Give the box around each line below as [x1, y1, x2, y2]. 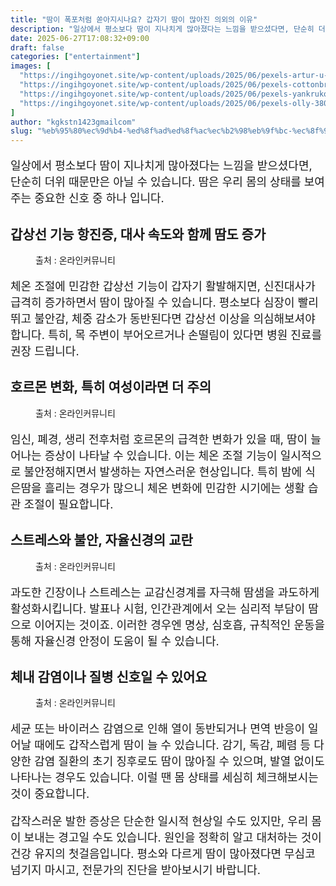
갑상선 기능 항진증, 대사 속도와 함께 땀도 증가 [10, 226, 267, 243]
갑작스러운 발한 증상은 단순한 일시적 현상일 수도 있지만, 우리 [10, 814, 309, 829]
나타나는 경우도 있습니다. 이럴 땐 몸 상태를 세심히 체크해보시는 [10, 771, 319, 785]
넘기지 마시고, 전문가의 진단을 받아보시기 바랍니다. [10, 863, 262, 878]
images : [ [10, 61, 52, 71]
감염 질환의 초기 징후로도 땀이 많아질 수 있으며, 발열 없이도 [34, 754, 325, 769]
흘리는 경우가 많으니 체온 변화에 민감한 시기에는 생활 [44, 481, 306, 495]
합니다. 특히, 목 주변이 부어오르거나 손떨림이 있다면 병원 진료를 [10, 327, 322, 342]
